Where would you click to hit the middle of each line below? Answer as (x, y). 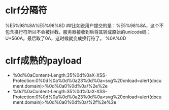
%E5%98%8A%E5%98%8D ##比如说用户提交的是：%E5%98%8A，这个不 (84, 25)
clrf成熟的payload (44, 61)
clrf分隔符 (26, 10)
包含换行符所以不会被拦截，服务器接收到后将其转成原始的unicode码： (78, 32)
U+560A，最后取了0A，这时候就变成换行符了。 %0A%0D (66, 38)
